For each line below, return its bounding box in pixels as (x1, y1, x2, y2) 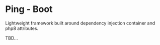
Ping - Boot (5, 3, 53, 15)
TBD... (5, 35, 18, 41)
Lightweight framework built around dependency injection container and (5, 20, 155, 26)
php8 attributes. (5, 25, 39, 31)
